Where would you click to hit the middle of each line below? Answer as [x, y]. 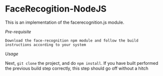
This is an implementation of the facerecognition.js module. [65, 22]
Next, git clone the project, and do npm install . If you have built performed [82, 63]
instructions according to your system [46, 45]
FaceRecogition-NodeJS [56, 9]
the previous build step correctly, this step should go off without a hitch [77, 68]
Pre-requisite [18, 31]
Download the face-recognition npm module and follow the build [72, 40]
